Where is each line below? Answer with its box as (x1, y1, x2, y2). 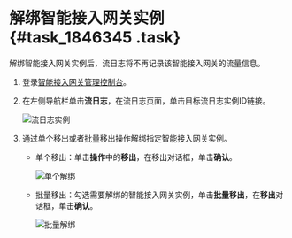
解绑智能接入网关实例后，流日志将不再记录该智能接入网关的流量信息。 (9, 58, 265, 68)
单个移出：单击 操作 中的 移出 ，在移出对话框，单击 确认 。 (35, 151, 237, 162)
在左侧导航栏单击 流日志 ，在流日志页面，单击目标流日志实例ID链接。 (21, 95, 271, 106)
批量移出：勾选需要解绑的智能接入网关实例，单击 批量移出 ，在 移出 (35, 189, 276, 200)
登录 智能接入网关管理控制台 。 (21, 76, 131, 87)
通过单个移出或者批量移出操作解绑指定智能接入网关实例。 (21, 133, 232, 143)
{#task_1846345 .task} (9, 27, 181, 48)
